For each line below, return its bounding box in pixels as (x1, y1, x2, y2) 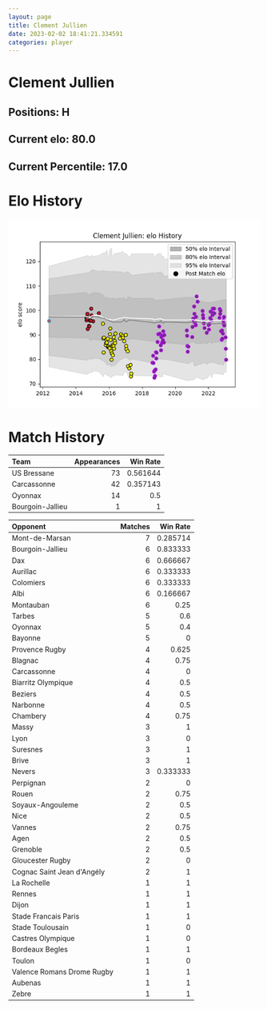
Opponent (11, 521, 46, 531)
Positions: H (8, 105, 70, 119)
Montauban (11, 600, 50, 609)
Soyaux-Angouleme (11, 800, 78, 810)
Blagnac (11, 656, 39, 665)
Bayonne (11, 633, 42, 643)
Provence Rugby (11, 644, 66, 654)
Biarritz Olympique (11, 678, 74, 688)
